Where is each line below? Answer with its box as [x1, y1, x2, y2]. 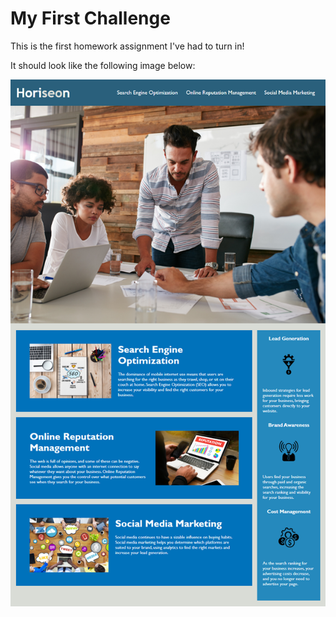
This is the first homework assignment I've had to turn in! [10, 40, 245, 52]
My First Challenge [10, 7, 171, 30]
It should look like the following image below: [10, 59, 196, 71]
